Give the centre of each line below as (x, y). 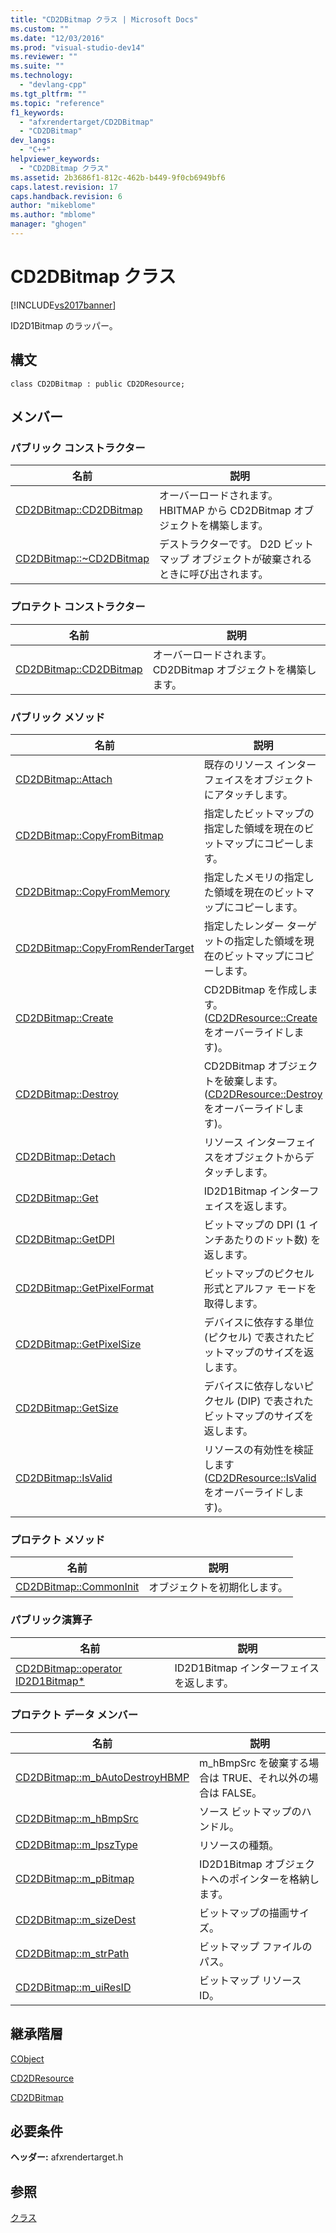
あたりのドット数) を (272, 1239)
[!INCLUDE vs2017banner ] (63, 305)
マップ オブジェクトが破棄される (236, 559)
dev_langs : (33, 141)
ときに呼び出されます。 (214, 574)
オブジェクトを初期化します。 (218, 1588)
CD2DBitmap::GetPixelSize (78, 1344)
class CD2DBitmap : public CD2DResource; (98, 384)
